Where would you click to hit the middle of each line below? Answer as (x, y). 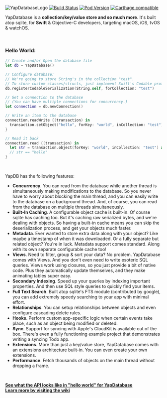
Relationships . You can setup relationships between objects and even (84, 308)
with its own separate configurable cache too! (59, 250)
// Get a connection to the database (44, 97)
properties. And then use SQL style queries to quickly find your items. (83, 286)
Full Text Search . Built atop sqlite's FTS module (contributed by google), (86, 292)
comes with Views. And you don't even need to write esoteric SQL (80, 260)
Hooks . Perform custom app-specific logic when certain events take (83, 318)
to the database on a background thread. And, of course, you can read (85, 202)
